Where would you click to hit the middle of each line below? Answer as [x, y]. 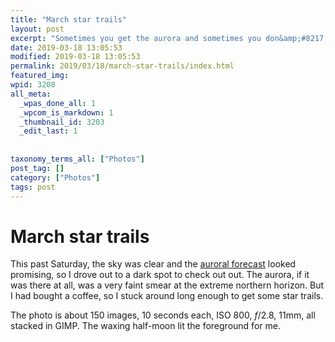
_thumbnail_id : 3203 [62, 122]
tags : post [33, 187]
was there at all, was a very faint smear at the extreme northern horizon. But [167, 285]
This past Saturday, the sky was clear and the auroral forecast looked [153, 264]
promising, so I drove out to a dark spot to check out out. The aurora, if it [160, 275]
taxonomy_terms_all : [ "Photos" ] [77, 159]
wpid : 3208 [33, 85]
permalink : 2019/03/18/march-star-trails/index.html [122, 66]
